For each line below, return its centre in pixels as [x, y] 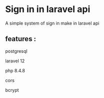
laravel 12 [15, 61]
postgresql [16, 51]
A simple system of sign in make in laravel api [52, 23]
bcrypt [12, 90]
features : [21, 39]
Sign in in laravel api [48, 9]
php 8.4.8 [15, 70]
